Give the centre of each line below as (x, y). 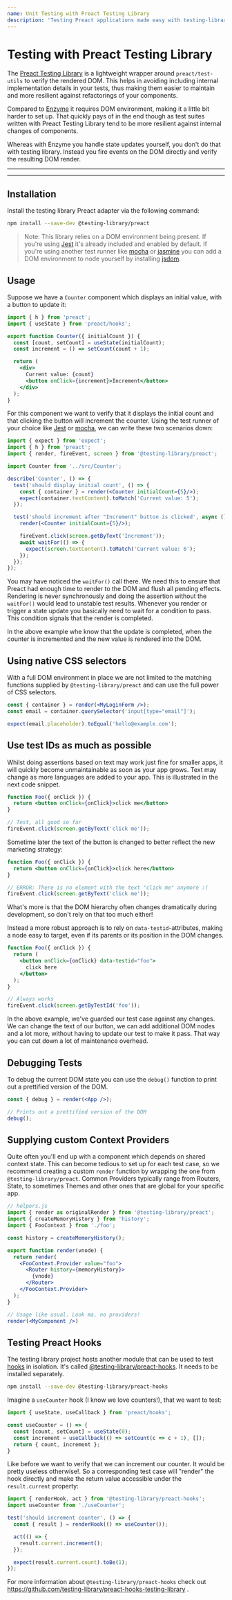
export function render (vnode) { (55, 1250)
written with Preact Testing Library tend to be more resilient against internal (115, 124)
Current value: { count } (60, 375)
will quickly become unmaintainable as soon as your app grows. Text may (112, 769)
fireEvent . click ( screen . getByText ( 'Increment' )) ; (93, 536)
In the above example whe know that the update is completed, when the (109, 632)
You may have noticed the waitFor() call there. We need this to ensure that (114, 581)
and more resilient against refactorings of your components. (93, 96)
